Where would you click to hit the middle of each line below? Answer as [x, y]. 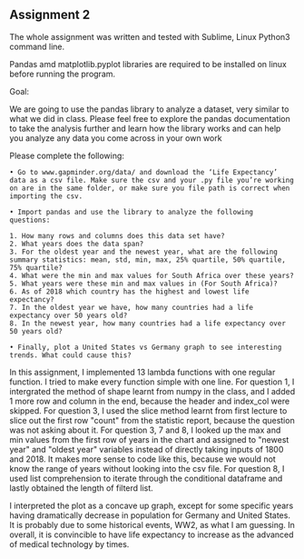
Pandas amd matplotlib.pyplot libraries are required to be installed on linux [148, 64]
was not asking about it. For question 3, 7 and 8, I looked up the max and [145, 430]
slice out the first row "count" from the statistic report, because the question [152, 420]
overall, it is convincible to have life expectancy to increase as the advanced [152, 534]
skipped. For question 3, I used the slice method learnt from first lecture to [148, 410]
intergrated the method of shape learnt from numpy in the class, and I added [152, 391]
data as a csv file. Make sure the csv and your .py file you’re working [152, 180]
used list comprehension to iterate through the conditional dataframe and [146, 478]
